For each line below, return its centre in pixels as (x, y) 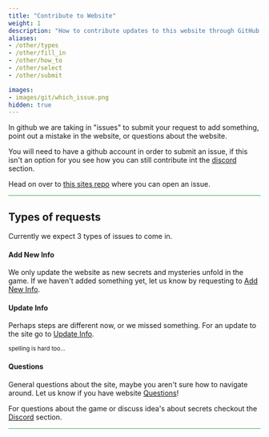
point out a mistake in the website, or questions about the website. (118, 136)
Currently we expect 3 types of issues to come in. (90, 237)
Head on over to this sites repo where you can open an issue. (109, 184)
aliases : (23, 38)
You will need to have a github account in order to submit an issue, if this (128, 152)
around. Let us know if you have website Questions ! (94, 393)
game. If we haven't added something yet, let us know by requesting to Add (133, 281)
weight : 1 (25, 23)
